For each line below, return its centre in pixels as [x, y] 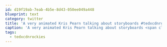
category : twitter [24, 19]
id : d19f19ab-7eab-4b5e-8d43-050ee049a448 [50, 10]
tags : [11, 32]
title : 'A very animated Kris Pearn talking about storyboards [72, 23]
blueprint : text [22, 14]
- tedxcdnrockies [28, 37]
